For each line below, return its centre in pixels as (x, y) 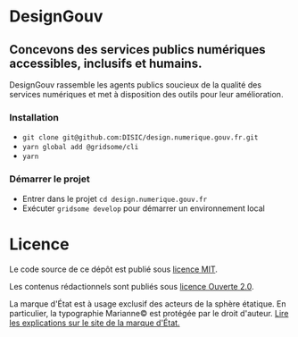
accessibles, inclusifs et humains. (106, 63)
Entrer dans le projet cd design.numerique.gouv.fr (115, 198)
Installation (34, 117)
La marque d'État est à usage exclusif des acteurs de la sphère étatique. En (148, 303)
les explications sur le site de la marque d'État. (95, 323)
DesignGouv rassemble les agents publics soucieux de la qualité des (135, 85)
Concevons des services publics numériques (137, 50)
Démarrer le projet (50, 179)
